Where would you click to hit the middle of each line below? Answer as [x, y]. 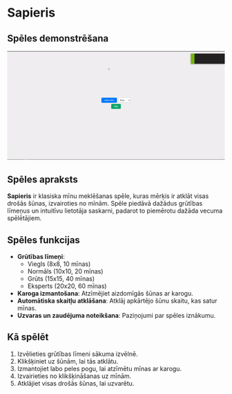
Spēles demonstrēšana [58, 38]
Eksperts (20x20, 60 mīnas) [67, 286]
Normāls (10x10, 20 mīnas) [65, 271]
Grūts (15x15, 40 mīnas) [61, 278]
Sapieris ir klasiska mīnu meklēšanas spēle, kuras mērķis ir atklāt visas [108, 196]
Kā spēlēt [28, 337]
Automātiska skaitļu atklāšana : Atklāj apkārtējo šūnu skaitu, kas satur [117, 301]
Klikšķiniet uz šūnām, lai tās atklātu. [68, 361]
